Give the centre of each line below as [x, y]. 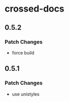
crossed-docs [34, 9]
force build [23, 53]
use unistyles [25, 94]
